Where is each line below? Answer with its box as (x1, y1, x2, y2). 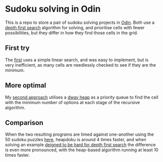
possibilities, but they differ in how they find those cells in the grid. (5, 30, 138, 36)
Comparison (5, 118, 44, 127)
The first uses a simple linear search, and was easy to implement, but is (5, 57, 149, 63)
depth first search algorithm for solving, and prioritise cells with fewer (5, 24, 145, 30)
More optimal (5, 81, 46, 90)
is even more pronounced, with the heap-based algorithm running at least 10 (5, 147, 159, 153)
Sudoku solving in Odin (5, 3, 101, 15)
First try (5, 44, 30, 52)
